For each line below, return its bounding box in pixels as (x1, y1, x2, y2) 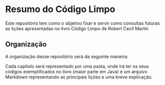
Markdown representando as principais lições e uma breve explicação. (5, 74, 153, 80)
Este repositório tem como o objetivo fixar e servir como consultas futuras (5, 20, 160, 26)
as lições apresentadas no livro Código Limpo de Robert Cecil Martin (5, 25, 149, 31)
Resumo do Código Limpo (5, 4, 115, 15)
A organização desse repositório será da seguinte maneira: (5, 53, 129, 59)
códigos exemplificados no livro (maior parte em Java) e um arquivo (5, 68, 148, 74)
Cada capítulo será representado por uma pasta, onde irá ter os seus (5, 63, 149, 69)
